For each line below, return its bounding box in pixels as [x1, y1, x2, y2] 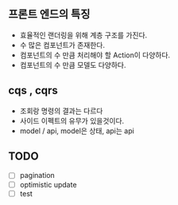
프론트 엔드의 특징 [8, 7, 91, 22]
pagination [19, 171, 56, 180]
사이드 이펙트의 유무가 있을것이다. [19, 116, 125, 125]
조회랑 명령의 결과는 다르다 [19, 106, 103, 116]
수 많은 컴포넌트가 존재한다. [19, 40, 106, 49]
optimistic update [19, 179, 77, 189]
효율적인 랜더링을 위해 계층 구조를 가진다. [19, 30, 148, 40]
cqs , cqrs [8, 84, 58, 97]
